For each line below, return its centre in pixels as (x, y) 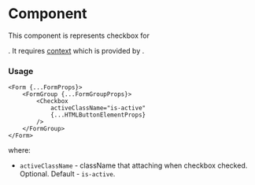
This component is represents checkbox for (79, 35)
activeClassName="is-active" (98, 108)
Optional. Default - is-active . (67, 174)
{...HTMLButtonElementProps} (98, 115)
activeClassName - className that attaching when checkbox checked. (133, 165)
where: (20, 150)
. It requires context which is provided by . (76, 50)
